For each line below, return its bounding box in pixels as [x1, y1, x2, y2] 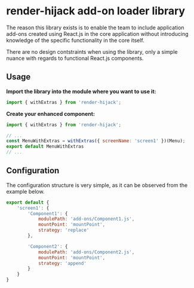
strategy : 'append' [38, 260, 87, 266]
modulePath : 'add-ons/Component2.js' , [38, 249, 135, 255]
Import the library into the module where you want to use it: [6, 88, 156, 95]
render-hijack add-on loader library [6, 4, 186, 18]
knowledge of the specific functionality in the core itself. [6, 36, 144, 44]
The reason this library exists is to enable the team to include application [6, 24, 184, 31]
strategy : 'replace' [38, 227, 90, 234]
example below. [6, 188, 45, 195]
